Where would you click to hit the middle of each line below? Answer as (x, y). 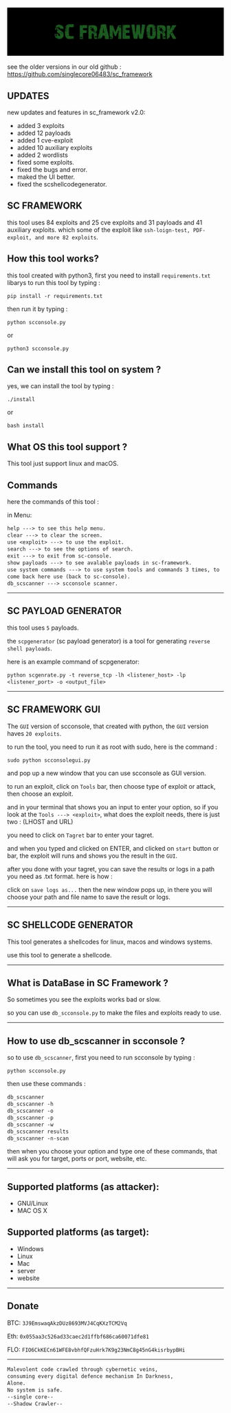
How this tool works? (53, 259)
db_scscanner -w (30, 1125)
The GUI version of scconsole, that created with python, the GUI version (108, 726)
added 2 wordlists (43, 155)
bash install (26, 426)
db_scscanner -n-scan (38, 1139)
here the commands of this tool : (53, 502)
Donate (23, 1306)
